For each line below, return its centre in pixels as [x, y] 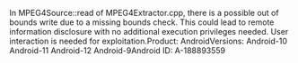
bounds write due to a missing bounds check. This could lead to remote [142, 22]
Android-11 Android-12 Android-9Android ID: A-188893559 [118, 51]
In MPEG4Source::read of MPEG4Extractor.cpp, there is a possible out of [145, 13]
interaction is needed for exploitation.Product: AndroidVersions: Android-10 [149, 41]
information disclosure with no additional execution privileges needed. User [149, 31]
